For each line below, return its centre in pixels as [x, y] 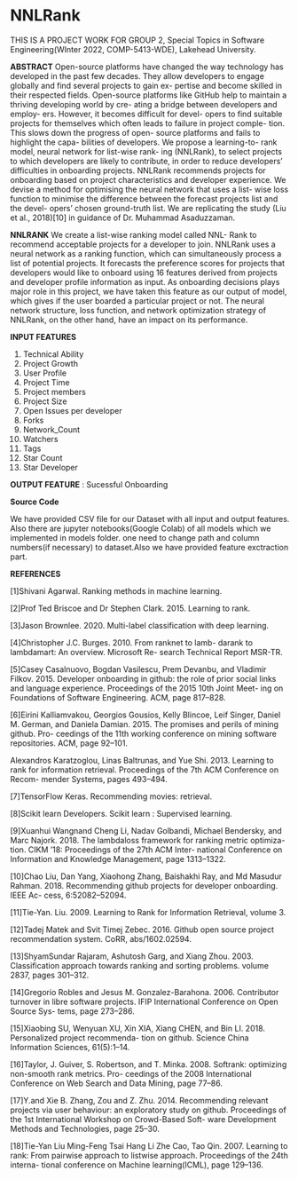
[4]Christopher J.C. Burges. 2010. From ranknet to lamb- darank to [132, 642]
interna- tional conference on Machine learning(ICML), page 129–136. [137, 1165]
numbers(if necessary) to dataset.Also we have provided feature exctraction [149, 547]
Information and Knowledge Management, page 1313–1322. [118, 859]
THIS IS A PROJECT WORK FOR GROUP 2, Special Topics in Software [137, 40]
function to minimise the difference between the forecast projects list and [144, 198]
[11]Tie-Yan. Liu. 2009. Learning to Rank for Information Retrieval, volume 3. [148, 912]
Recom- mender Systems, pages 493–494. [89, 779]
